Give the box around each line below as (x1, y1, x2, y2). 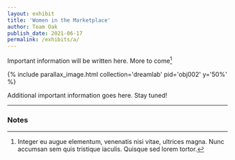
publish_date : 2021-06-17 (7, 29, 83, 37)
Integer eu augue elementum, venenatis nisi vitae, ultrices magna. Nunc (17, 138, 225, 146)
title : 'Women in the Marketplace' (7, 17, 111, 24)
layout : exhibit (7, 10, 55, 17)
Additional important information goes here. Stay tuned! (7, 91, 168, 99)
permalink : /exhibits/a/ (7, 36, 80, 43)
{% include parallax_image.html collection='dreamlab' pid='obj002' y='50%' (7, 70, 227, 78)
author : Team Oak (7, 23, 58, 30)
